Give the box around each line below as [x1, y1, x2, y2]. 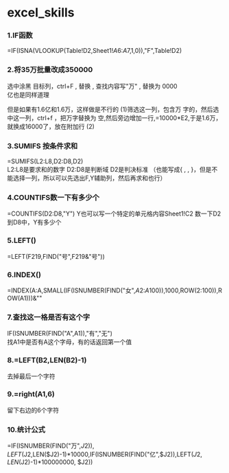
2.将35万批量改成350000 [7, 65, 93, 75]
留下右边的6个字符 [7, 406, 60, 414]
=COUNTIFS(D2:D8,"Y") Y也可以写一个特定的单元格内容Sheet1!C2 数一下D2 [7, 209, 221, 218]
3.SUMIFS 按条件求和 [7, 141, 78, 150]
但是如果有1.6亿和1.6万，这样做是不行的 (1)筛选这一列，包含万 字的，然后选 [7, 105, 219, 113]
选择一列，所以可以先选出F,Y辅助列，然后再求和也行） [12, 174, 167, 183]
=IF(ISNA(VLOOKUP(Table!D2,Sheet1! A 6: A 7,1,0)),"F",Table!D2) [7, 47, 182, 55]
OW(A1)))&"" [7, 294, 43, 302]
